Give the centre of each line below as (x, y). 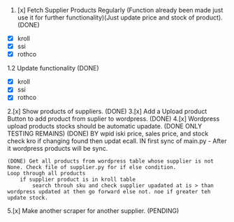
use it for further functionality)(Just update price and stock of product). (120, 17)
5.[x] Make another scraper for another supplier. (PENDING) (93, 211)
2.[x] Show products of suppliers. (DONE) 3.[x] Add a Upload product (107, 112)
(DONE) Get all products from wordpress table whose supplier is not (111, 161)
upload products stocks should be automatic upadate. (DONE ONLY (105, 126)
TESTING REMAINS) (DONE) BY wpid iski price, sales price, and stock (108, 134)
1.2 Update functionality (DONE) (53, 68)
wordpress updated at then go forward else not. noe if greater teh (109, 192)
